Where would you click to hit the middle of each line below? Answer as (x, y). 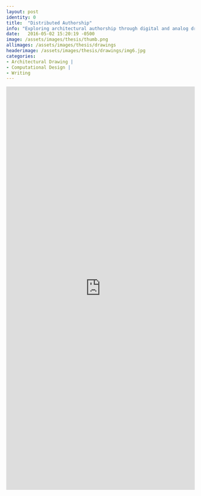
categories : (21, 56)
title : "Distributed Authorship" (49, 23)
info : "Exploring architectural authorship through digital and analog (97, 28)
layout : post (22, 12)
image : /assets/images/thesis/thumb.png (57, 39)
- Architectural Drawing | (40, 62)
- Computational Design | (38, 67)
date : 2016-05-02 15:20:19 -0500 (51, 34)
